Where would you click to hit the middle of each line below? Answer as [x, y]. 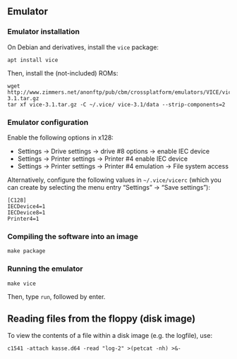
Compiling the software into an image [73, 236]
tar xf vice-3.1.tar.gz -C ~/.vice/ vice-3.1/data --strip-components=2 [116, 104]
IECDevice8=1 [26, 212]
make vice [22, 284]
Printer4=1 [23, 219]
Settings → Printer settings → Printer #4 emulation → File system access [123, 166]
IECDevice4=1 [26, 206]
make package [26, 251]
